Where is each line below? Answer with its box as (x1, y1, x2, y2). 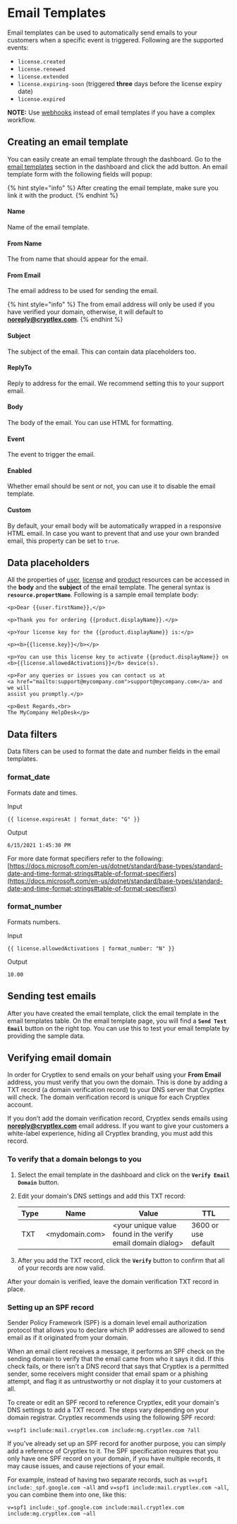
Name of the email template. (7, 222, 90, 231)
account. (7, 1100, 33, 1109)
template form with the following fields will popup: (7, 169, 153, 178)
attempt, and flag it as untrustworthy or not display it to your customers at (7, 1377, 222, 1386)
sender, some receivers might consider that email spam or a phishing (7, 1369, 208, 1378)
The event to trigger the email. (7, 450, 95, 459)
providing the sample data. (7, 1031, 85, 1040)
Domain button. (17, 1177, 60, 1187)
